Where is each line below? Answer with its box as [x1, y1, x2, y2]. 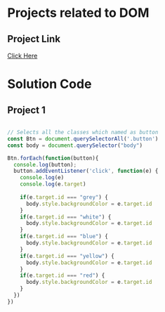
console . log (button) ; [13, 161, 77, 168]
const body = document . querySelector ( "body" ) [7, 142, 143, 149]
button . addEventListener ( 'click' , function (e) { [13, 167, 159, 175]
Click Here [7, 51, 38, 60]
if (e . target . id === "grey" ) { [20, 193, 109, 201]
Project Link [7, 33, 61, 45]
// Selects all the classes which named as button [7, 129, 159, 136]
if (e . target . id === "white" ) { [20, 213, 112, 221]
